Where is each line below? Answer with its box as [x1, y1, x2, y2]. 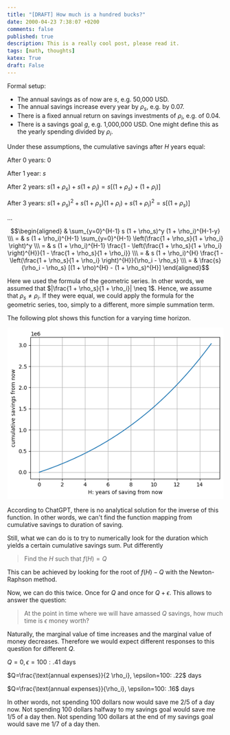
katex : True [7, 55, 41, 62]
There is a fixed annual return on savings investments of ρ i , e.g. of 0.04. [16, 111, 221, 121]
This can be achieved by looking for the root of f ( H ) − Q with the [7, 568, 189, 577]
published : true [7, 33, 54, 40]
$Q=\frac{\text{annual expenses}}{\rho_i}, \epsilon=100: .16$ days [7, 685, 195, 693]
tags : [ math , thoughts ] [7, 48, 76, 54]
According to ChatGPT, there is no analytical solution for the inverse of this [7, 506, 219, 515]
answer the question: [7, 596, 67, 604]
